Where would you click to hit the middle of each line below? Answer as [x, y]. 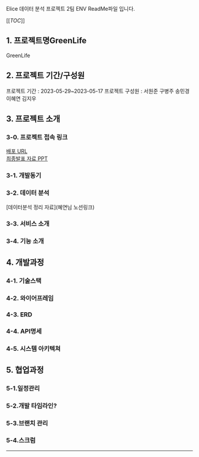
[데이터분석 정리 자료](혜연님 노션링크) [50, 207]
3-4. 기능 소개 [25, 241]
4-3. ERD [19, 315]
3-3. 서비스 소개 [28, 224]
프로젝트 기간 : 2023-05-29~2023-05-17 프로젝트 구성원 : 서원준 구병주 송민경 [98, 91]
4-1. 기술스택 [24, 281]
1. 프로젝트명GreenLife [46, 41]
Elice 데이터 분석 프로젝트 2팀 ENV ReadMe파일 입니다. [70, 9]
